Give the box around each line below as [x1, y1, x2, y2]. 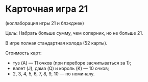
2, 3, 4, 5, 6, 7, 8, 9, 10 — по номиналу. [12, 70, 95, 77]
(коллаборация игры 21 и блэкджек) [5, 20, 84, 26]
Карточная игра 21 [5, 3, 88, 15]
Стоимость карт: [5, 50, 42, 56]
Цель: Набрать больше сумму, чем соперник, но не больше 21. [5, 30, 143, 36]
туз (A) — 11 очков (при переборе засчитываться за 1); [12, 59, 132, 66]
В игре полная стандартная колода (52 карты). [5, 39, 108, 46]
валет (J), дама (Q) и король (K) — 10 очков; [12, 65, 110, 71]
